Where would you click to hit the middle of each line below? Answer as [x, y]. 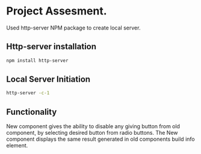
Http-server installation [51, 47]
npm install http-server [37, 60]
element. [17, 146]
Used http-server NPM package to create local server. [73, 28]
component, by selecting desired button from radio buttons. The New [92, 133]
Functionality [32, 112]
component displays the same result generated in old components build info [100, 139]
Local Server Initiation [48, 79]
